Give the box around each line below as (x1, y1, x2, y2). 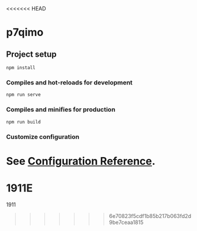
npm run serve (6, 92, 41, 98)
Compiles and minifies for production (6, 106, 115, 114)
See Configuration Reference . (6, 154, 156, 168)
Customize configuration (6, 132, 80, 141)
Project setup (6, 49, 57, 59)
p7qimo (6, 26, 44, 39)
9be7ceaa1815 (109, 219, 144, 226)
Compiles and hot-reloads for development (6, 78, 133, 86)
